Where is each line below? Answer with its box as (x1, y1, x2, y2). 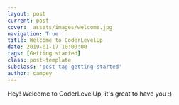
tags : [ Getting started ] (7, 50, 81, 57)
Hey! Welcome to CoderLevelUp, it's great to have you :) (7, 89, 173, 98)
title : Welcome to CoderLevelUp (7, 37, 103, 44)
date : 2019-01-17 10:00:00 (7, 43, 87, 50)
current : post (7, 17, 50, 24)
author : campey (7, 70, 53, 77)
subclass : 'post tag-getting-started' (7, 63, 122, 70)
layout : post (7, 10, 46, 18)
